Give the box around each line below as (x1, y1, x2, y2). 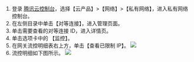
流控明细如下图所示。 (11, 50, 64, 56)
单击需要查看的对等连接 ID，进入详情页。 (11, 27, 112, 34)
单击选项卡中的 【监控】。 (11, 35, 73, 41)
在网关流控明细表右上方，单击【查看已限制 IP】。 (11, 42, 130, 49)
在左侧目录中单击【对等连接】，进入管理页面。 (11, 20, 123, 27)
